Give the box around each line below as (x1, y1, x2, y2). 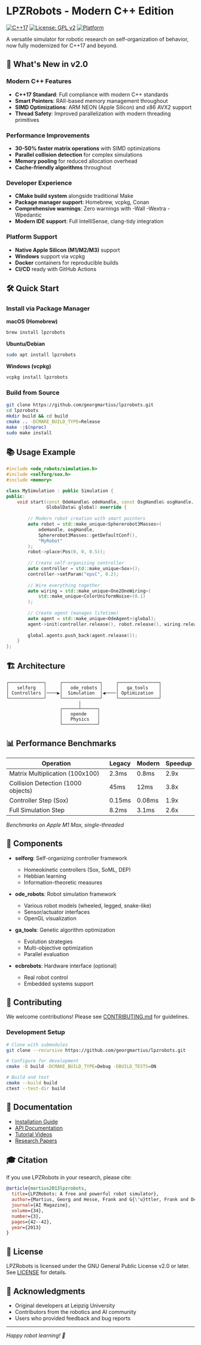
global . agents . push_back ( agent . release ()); (28, 632, 138, 638)
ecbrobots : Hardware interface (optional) (14, 962, 117, 969)
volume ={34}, (11, 1207, 44, 1213)
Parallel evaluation (23, 950, 69, 957)
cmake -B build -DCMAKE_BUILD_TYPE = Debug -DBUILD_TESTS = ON (6, 1063, 157, 1070)
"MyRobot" (38, 538, 63, 544)
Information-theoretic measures (23, 879, 103, 886)
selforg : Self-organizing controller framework (14, 854, 127, 862)
